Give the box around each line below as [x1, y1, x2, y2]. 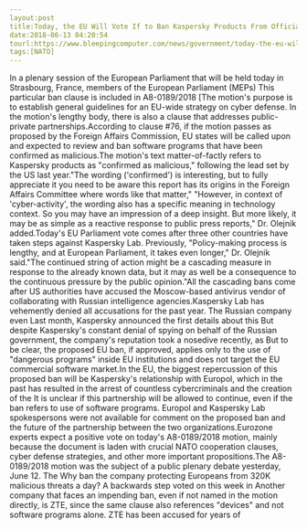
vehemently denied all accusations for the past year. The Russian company [9, 305, 292, 316]
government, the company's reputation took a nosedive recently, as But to [9, 334, 289, 345]
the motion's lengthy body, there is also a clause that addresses [9, 111, 249, 122]
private [9, 121, 37, 132]
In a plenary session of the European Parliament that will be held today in [9, 72, 284, 83]
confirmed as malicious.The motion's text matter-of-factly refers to [9, 150, 262, 161]
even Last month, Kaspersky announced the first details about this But [9, 315, 274, 326]
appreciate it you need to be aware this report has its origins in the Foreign [9, 179, 291, 190]
